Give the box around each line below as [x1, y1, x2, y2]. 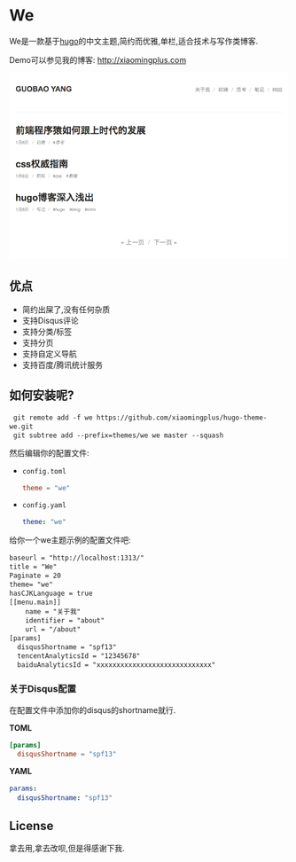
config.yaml [21, 501, 66, 510]
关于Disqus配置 [9, 683, 77, 695]
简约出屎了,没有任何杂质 [21, 303, 111, 315]
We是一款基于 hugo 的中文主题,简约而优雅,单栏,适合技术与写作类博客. [9, 35, 259, 46]
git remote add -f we [12, 413, 93, 422]
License [9, 818, 54, 834]
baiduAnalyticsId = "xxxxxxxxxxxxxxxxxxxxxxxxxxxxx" [17, 661, 216, 670]
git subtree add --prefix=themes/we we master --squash [12, 431, 224, 440]
